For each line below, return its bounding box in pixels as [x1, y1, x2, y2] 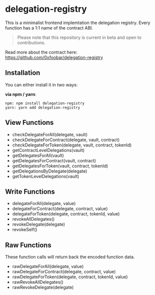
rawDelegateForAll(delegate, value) [12, 264, 84, 269]
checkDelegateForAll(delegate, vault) [12, 131, 88, 137]
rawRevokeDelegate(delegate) [12, 284, 74, 291]
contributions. [17, 39, 46, 45]
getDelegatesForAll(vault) [12, 152, 64, 158]
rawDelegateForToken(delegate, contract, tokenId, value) [12, 274, 128, 280]
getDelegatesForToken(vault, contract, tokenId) [12, 163, 108, 169]
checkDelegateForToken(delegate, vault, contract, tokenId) [12, 142, 132, 148]
